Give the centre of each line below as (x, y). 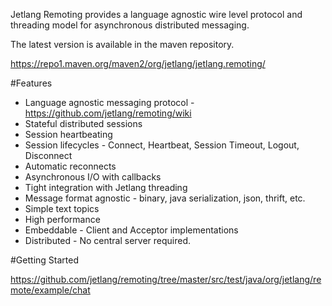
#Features (31, 83)
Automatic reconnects (70, 166)
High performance (62, 219)
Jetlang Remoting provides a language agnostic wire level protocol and (156, 14)
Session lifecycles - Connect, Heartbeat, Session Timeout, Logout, (162, 145)
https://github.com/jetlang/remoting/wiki (108, 113)
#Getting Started (44, 260)
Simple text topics (62, 208)
